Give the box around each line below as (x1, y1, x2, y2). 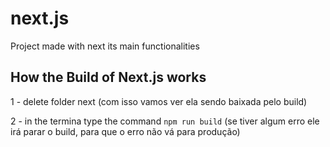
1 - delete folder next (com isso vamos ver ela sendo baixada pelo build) (10, 95, 308, 107)
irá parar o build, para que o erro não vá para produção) (10, 125, 241, 137)
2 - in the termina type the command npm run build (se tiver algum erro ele (10, 115, 320, 127)
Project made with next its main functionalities (10, 40, 200, 52)
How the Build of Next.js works (10, 69, 207, 86)
